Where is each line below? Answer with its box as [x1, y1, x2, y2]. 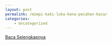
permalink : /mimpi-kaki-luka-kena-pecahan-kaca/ [5, 12, 108, 17]
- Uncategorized [14, 21, 48, 26]
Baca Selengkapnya [5, 34, 46, 40]
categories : [5, 16, 30, 21]
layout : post [5, 7, 32, 12]
